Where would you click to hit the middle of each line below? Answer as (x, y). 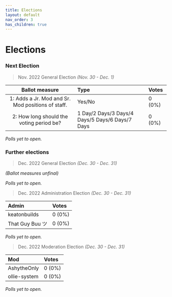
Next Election (22, 66)
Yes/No (86, 102)
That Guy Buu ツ (28, 224)
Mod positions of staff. (40, 105)
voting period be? (40, 123)
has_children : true (26, 24)
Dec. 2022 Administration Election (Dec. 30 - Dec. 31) (74, 193)
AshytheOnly (24, 268)
